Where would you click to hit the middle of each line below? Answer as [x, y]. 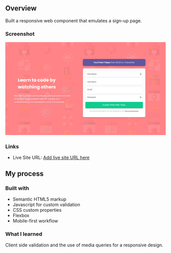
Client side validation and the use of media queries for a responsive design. [84, 245]
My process [24, 173]
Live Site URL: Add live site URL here [51, 158]
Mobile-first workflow [35, 220]
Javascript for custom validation [46, 204]
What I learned [24, 234]
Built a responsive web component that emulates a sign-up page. [74, 20]
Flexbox [21, 215]
